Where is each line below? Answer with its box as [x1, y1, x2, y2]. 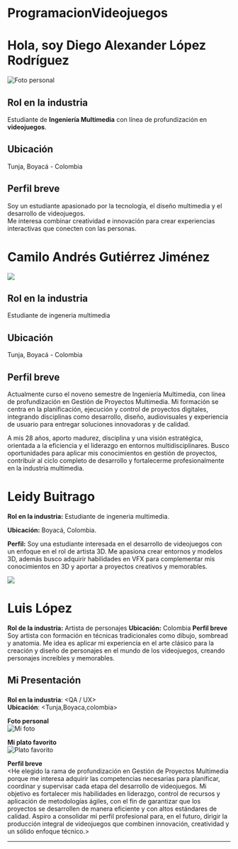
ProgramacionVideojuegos [7, 5, 169, 21]
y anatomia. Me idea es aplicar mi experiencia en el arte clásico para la [7, 639, 215, 647]
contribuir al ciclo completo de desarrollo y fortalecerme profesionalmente [7, 456, 225, 465]
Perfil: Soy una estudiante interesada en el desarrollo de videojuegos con [7, 539, 222, 548]
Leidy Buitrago [7, 489, 96, 505]
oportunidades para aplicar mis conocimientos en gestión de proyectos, [7, 449, 217, 457]
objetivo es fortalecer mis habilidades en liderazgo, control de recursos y [7, 789, 221, 798]
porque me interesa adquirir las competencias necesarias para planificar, [7, 775, 221, 783]
